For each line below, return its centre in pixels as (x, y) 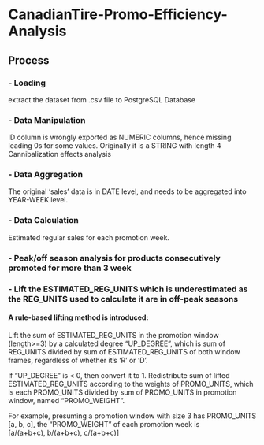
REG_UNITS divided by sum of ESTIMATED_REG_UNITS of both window (124, 351)
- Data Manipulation (47, 120)
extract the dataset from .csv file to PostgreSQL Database (102, 99)
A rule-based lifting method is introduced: (78, 317)
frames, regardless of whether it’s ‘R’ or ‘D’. (78, 360)
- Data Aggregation (46, 175)
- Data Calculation (43, 221)
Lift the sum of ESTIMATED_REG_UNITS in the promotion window (113, 335)
